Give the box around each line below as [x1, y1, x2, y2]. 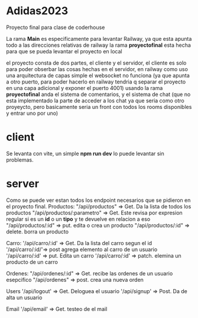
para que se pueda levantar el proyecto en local [6, 47, 122, 54]
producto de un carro [6, 258, 58, 265]
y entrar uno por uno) [6, 110, 59, 117]
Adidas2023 [6, 4, 69, 18]
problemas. [6, 156, 34, 163]
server [6, 177, 40, 191]
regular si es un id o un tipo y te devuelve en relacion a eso [6, 215, 151, 223]
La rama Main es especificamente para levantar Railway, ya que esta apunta [6, 35, 192, 42]
